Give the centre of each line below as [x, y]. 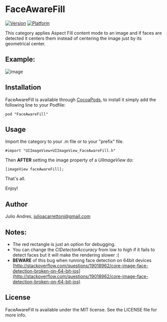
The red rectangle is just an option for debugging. [64, 244]
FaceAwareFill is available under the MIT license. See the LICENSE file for [81, 309]
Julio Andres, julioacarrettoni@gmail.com [48, 216]
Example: [20, 60]
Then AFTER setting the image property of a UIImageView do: [69, 160]
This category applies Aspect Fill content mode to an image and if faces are [83, 33]
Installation [23, 87]
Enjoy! [12, 188]
